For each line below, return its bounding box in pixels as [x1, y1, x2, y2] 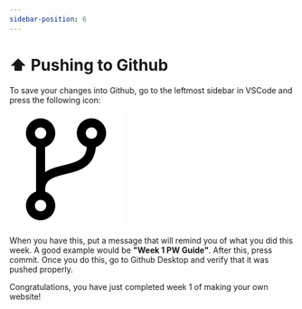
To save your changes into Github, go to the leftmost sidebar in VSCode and [9, 84, 293, 95]
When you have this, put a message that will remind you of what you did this [9, 235, 294, 246]
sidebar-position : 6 [9, 14, 88, 24]
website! [9, 291, 42, 302]
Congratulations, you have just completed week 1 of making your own [9, 281, 269, 292]
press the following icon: [9, 94, 101, 105]
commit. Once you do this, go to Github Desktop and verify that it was [9, 254, 269, 265]
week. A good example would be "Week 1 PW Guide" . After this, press [9, 245, 273, 256]
